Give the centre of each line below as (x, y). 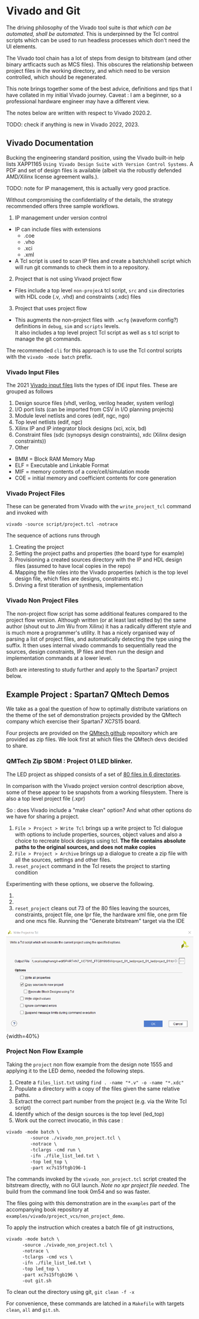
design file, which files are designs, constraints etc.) (78, 579)
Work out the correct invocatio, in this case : (69, 1120)
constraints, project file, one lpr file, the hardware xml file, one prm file (101, 915)
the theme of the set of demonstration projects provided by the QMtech (94, 715)
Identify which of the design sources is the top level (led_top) (89, 1114)
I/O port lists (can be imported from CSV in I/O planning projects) (94, 409)
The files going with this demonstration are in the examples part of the (91, 1203)
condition (26, 872)
